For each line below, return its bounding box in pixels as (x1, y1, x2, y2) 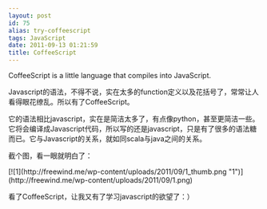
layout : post (8, 11, 52, 20)
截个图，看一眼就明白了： (8, 151, 93, 160)
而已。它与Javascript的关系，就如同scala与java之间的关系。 (8, 134, 206, 144)
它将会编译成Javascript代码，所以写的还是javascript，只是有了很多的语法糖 (8, 124, 257, 133)
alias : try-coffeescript (8, 26, 91, 34)
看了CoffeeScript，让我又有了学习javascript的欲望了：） (8, 192, 194, 201)
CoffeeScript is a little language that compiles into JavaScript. (8, 71, 212, 80)
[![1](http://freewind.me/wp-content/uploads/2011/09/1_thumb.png (8, 167, 227, 176)
